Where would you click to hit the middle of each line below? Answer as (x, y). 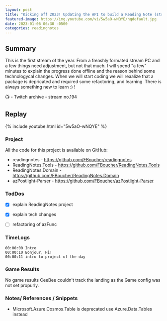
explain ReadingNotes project (42, 205)
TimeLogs (17, 238)
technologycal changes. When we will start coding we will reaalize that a (80, 76)
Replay (16, 114)
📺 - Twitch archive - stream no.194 (41, 97)
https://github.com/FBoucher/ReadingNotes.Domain (66, 176)
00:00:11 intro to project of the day (45, 257)
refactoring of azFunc (35, 224)
